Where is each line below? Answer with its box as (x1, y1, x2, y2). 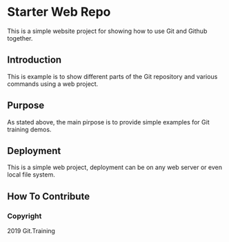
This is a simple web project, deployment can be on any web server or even (7, 163, 223, 172)
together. (7, 34, 33, 42)
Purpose (7, 100, 45, 111)
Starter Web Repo (7, 4, 111, 20)
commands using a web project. (7, 80, 99, 88)
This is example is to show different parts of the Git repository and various (7, 72, 218, 80)
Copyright (7, 211, 42, 221)
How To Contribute (7, 190, 90, 202)
